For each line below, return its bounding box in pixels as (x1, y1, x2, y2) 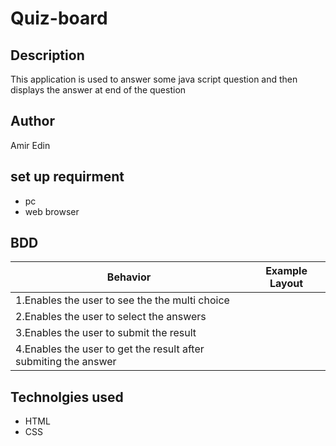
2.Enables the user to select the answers (15, 310, 207, 324)
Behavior (106, 270, 152, 284)
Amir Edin (10, 139, 51, 151)
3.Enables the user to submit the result (15, 326, 197, 340)
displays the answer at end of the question (10, 84, 187, 96)
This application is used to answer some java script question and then (10, 73, 298, 85)
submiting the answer (15, 355, 117, 369)
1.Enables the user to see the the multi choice (15, 293, 230, 307)
